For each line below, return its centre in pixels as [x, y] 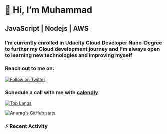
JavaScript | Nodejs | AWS [47, 29]
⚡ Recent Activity [27, 126]
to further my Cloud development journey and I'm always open [83, 49]
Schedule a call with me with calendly [52, 92]
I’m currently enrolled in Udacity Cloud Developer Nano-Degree [83, 43]
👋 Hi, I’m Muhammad [49, 10]
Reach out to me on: [30, 68]
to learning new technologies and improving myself [69, 55]
